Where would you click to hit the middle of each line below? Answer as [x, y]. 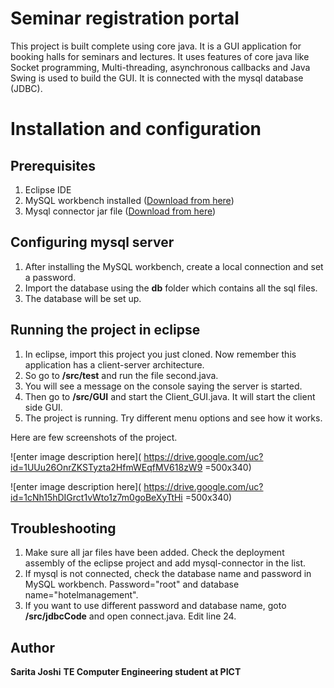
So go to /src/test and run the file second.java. [121, 375]
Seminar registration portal [125, 18]
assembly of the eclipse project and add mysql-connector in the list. [165, 563]
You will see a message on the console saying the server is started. [163, 386]
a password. [50, 277]
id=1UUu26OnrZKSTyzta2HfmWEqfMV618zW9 [106, 467]
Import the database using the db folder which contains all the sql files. [171, 288]
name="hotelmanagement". [81, 595]
